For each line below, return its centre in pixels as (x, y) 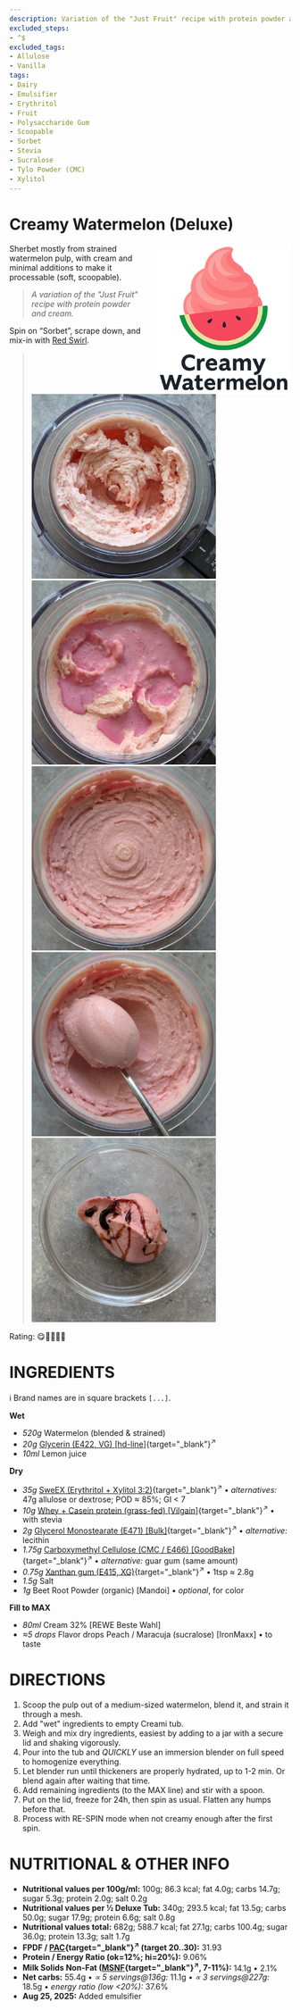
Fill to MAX (30, 1608)
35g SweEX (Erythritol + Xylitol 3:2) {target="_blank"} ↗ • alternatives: (150, 1489)
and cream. (52, 313)
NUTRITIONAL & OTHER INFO (120, 1864)
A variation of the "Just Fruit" (84, 295)
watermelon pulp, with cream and (71, 258)
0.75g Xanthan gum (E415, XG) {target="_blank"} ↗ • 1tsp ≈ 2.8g (138, 1571)
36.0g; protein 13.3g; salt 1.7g (76, 1937)
